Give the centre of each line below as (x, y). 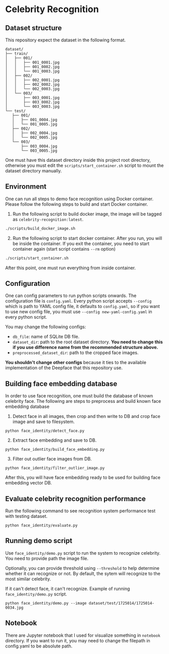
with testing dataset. (26, 516)
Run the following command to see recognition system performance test (80, 511)
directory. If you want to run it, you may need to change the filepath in (78, 640)
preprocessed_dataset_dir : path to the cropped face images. (75, 353)
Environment (26, 187)
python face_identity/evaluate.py (42, 525)
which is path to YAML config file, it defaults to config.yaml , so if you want (82, 307)
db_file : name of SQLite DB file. (46, 337)
